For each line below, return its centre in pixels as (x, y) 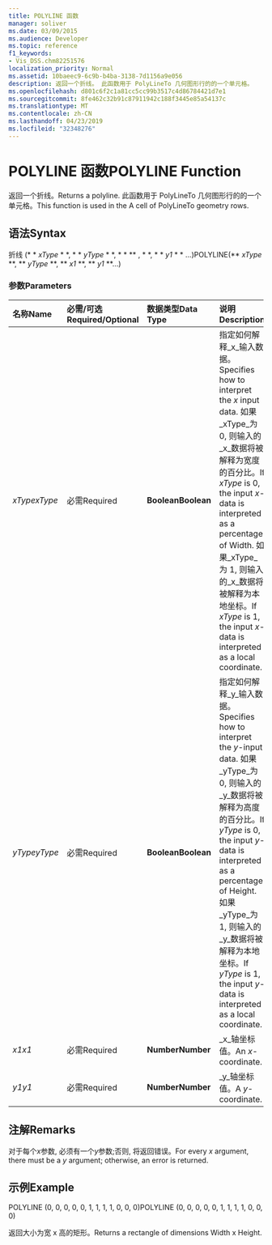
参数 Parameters (40, 286)
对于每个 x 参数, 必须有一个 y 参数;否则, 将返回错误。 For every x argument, (129, 1151)
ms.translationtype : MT (49, 106)
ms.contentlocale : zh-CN (50, 114)
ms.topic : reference (43, 46)
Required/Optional (103, 319)
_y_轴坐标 (237, 1076)
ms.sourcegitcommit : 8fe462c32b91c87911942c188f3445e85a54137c (117, 99)
